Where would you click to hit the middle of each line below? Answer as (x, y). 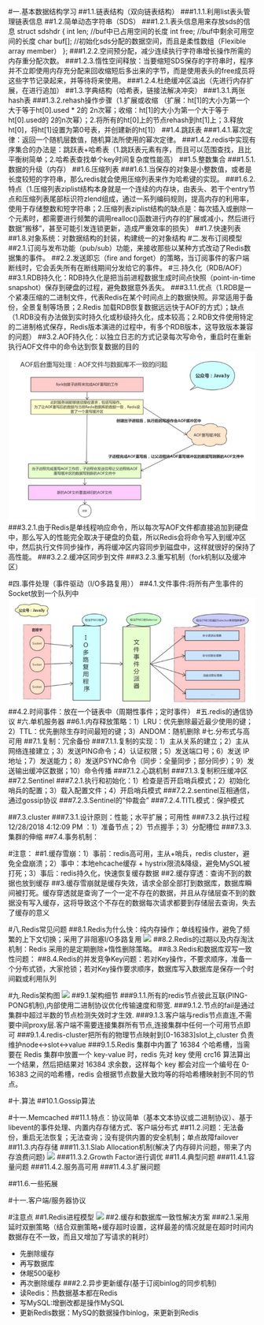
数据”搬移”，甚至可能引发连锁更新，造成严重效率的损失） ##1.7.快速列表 (125, 228)
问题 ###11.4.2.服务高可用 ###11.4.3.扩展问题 (88, 1167)
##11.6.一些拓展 (33, 1184)
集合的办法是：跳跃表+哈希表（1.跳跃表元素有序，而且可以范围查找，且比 (133, 149)
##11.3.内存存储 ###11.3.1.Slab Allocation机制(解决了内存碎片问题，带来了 (126, 1147)
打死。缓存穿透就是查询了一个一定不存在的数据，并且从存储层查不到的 (135, 893)
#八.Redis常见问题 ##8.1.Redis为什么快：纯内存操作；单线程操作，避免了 (126, 929)
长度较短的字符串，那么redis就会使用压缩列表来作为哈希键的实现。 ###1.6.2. (132, 179)
